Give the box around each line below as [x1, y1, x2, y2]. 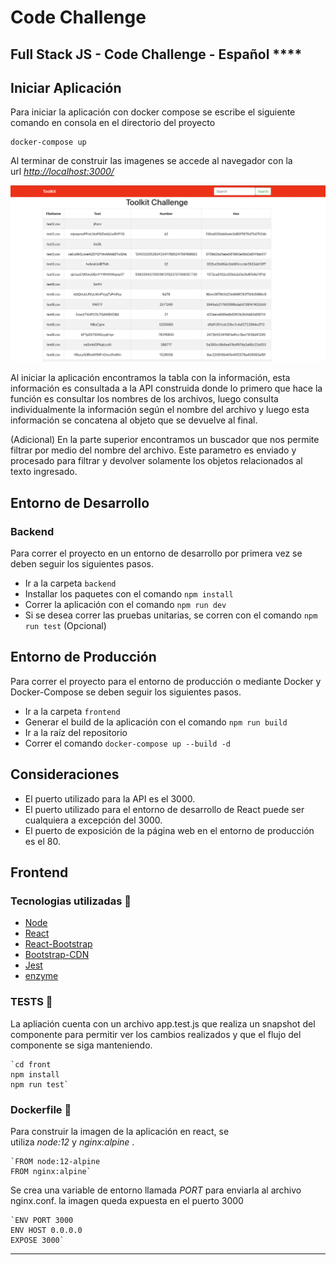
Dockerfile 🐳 [10, 1102, 72, 1116]
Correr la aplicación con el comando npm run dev [24, 599, 227, 611]
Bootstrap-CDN [24, 949, 90, 961]
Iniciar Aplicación [10, 79, 122, 96]
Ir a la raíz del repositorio [24, 726, 128, 738]
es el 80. [24, 835, 61, 847]
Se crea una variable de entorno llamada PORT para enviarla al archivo [10, 1184, 302, 1196]
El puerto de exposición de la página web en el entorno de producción [24, 824, 315, 836]
